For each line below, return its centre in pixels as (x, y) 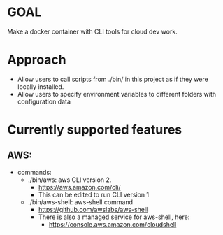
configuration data (44, 101)
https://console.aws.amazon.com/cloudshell (113, 224)
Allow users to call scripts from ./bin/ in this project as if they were (113, 79)
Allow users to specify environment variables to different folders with (117, 94)
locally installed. (41, 86)
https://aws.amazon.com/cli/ (79, 187)
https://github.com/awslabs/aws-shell (93, 209)
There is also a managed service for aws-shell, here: (114, 217)
